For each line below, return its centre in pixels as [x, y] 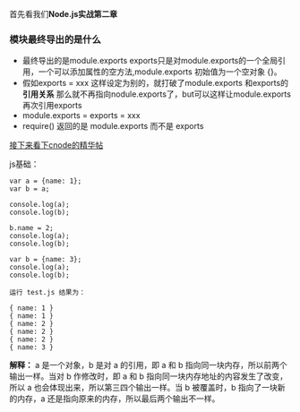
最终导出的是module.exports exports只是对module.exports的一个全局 [150, 61]
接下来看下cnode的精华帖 [56, 145]
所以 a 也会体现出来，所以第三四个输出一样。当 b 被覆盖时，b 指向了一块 [143, 388]
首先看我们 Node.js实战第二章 [64, 14]
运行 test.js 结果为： [47, 293]
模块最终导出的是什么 [55, 39]
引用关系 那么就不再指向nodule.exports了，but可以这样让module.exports [156, 94]
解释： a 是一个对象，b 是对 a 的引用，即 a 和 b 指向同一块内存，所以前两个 [149, 365]
